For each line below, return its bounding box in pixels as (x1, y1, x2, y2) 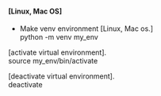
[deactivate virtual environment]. (8, 71, 115, 81)
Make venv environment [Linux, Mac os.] (19, 24, 153, 33)
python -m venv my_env (19, 33, 99, 42)
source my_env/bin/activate (8, 56, 98, 66)
